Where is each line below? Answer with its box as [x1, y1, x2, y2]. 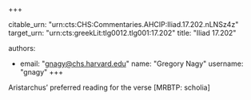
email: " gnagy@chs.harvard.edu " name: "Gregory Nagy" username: [19, 59, 244, 68]
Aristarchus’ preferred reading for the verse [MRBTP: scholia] [8, 83, 210, 92]
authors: [8, 44, 36, 52]
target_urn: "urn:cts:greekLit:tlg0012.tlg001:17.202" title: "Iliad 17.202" [8, 29, 237, 37]
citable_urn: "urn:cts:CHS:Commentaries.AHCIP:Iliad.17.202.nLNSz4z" [8, 20, 239, 29]
